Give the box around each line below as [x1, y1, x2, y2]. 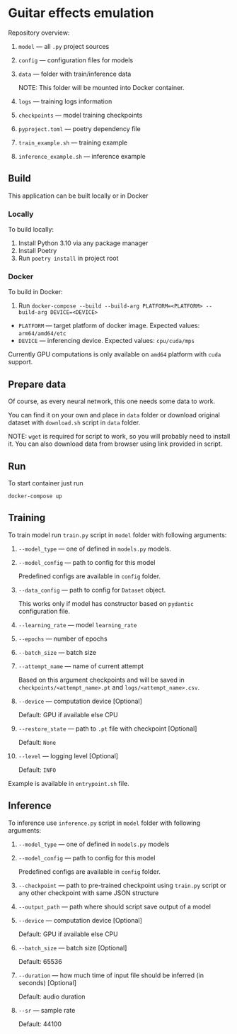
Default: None [18, 738, 56, 746]
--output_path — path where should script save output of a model [18, 902, 212, 911]
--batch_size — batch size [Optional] [18, 943, 127, 952]
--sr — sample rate [18, 1006, 76, 1014]
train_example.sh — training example [18, 138, 128, 147]
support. [8, 358, 33, 366]
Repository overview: [8, 28, 70, 37]
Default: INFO [18, 765, 56, 774]
